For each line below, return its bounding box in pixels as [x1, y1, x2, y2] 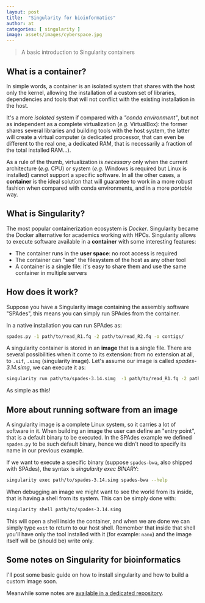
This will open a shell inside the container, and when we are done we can [6, 517, 190, 525]
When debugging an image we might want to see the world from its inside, [6, 488, 193, 495]
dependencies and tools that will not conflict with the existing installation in [6, 96, 195, 103]
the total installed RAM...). [6, 146, 71, 154]
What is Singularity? [6, 209, 85, 219]
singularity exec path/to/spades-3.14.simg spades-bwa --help [6, 477, 168, 484]
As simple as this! [6, 387, 51, 394]
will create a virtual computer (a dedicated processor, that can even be [6, 133, 184, 141]
